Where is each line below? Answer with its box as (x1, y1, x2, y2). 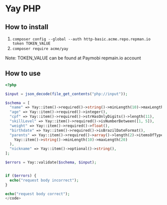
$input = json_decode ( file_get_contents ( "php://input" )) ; (5, 91, 128, 97)
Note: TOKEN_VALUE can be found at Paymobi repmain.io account (5, 55, 141, 61)
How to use (5, 69, 41, 78)
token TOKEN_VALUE (12, 41, 51, 46)
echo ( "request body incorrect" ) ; (9, 178, 79, 183)
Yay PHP (5, 3, 41, 14)
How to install (5, 23, 49, 31)
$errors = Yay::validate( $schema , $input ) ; (5, 160, 97, 165)
